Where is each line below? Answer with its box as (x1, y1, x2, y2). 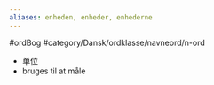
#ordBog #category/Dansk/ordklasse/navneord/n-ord (9, 37, 206, 48)
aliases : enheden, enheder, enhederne (9, 12, 153, 22)
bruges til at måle (21, 66, 86, 76)
